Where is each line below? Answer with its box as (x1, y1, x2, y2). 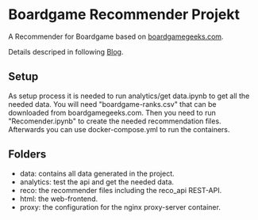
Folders (8, 148, 47, 161)
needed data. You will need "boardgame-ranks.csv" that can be (8, 99, 217, 108)
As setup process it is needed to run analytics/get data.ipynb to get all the (8, 91, 250, 101)
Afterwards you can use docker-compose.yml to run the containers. (8, 124, 230, 134)
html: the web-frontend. (19, 194, 98, 203)
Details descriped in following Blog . (8, 47, 124, 56)
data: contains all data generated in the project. (19, 169, 175, 178)
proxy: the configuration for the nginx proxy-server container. (19, 202, 221, 211)
